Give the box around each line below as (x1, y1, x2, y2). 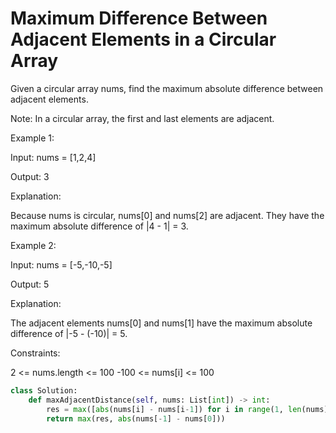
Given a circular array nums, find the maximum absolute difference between (10, 82, 324, 94)
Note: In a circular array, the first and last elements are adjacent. (10, 112, 275, 124)
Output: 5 (10, 278, 50, 290)
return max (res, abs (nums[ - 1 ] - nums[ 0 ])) (46, 413, 226, 424)
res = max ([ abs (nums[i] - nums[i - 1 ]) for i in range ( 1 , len (46, 404, 302, 414)
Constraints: (10, 347, 61, 359)
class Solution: (10, 385, 78, 396)
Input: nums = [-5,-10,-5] (10, 258, 113, 271)
